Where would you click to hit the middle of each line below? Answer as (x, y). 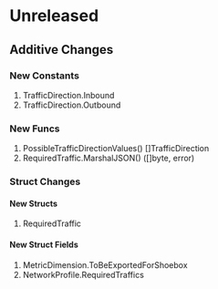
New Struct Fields (44, 244)
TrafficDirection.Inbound (68, 95)
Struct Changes (45, 181)
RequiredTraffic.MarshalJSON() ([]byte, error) (109, 158)
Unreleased (54, 16)
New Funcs (35, 129)
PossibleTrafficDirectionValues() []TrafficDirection (116, 149)
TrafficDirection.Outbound (72, 105)
